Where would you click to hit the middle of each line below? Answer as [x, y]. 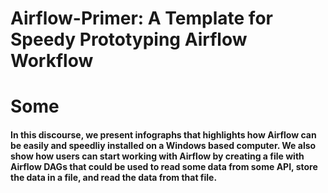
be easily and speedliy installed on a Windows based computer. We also [163, 145]
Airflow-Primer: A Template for [141, 18]
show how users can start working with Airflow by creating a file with [157, 156]
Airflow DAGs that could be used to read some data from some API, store [164, 166]
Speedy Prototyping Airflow [129, 39]
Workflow [52, 61]
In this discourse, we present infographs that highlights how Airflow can [163, 134]
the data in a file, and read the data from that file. [114, 177]
